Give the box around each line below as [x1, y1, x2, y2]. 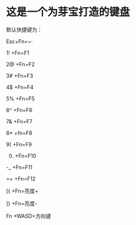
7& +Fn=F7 [6, 118, 33, 125]
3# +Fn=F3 [6, 72, 34, 79]
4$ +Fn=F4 [6, 83, 34, 90]
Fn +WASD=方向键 [6, 212, 51, 219]
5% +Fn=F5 [6, 95, 35, 102]
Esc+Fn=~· [6, 38, 33, 45]
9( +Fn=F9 [6, 141, 32, 148]
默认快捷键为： [6, 26, 42, 33]
